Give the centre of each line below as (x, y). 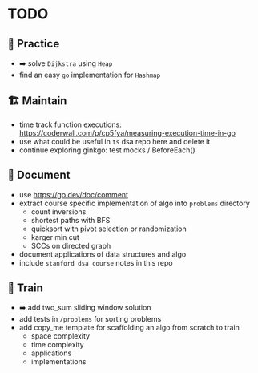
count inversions (58, 211)
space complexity (60, 336)
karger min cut (55, 237)
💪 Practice (34, 44)
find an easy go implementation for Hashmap (90, 75)
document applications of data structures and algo (103, 254)
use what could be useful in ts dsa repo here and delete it (115, 141)
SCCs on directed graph (71, 245)
